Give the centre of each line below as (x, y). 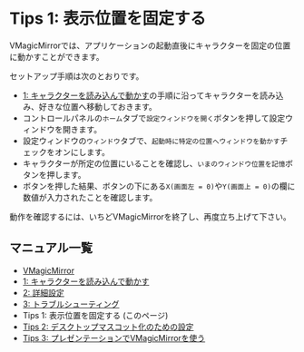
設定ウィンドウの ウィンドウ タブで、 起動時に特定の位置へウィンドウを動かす (151, 141)
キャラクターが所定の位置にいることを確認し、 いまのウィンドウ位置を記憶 (154, 163)
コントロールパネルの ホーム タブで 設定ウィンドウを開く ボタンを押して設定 (154, 118)
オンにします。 (82, 152)
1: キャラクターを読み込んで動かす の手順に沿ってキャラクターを (141, 95)
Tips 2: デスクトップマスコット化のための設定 (108, 327)
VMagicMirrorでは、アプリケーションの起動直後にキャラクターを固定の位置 (150, 45)
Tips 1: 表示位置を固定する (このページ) (95, 315)
